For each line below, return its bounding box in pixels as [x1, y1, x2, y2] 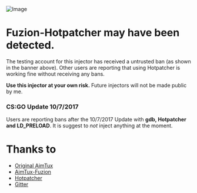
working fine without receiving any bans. [6, 70, 105, 77]
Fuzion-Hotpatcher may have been [6, 26, 180, 39]
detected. [6, 39, 55, 52]
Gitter [14, 181, 29, 188]
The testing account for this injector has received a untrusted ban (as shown [6, 57, 191, 65]
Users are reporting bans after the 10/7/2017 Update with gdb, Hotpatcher [6, 116, 186, 123]
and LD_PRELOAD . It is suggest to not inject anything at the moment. [6, 122, 173, 129]
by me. [6, 88, 23, 95]
